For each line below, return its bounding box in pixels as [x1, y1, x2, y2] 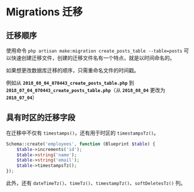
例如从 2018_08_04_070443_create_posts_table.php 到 [6, 80, 134, 86]
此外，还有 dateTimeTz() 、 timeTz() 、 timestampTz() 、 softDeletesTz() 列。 [6, 180, 186, 187]
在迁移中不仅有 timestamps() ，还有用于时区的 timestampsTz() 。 [6, 129, 160, 136]
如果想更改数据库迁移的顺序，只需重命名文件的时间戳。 [6, 67, 139, 74]
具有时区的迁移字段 [6, 112, 75, 123]
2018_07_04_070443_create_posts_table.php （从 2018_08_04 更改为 [6, 87, 165, 94]
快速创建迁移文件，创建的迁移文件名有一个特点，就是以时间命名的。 [11, 54, 175, 61]
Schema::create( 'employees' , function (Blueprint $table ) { [6, 141, 156, 147]
